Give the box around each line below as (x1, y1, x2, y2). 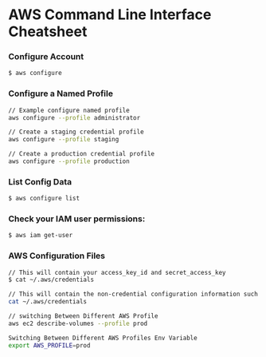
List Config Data (8, 176, 72, 187)
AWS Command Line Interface (8, 6, 212, 24)
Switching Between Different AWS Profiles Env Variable (8, 334, 198, 342)
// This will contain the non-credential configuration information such (8, 290, 259, 299)
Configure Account (8, 51, 84, 62)
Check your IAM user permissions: (8, 213, 146, 224)
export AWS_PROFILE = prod (8, 341, 91, 349)
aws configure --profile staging (8, 136, 119, 144)
